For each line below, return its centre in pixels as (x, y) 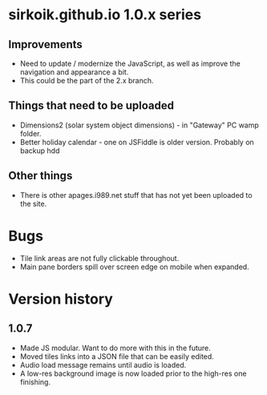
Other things (40, 176)
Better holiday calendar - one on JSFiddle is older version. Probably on (137, 142)
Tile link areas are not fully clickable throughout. (99, 258)
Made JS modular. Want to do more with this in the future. (115, 348)
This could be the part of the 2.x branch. (87, 81)
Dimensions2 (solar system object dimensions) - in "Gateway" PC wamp (139, 125)
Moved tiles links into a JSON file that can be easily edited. (117, 356)
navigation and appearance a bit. (74, 72)
